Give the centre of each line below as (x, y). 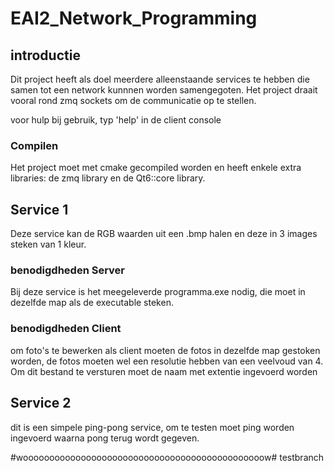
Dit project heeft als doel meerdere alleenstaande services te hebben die (160, 79)
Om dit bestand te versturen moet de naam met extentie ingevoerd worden (164, 371)
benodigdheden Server (68, 270)
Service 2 (41, 403)
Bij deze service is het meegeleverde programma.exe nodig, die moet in (158, 292)
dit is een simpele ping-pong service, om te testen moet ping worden (152, 427)
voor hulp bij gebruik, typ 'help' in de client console (116, 120)
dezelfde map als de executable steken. (92, 303)
